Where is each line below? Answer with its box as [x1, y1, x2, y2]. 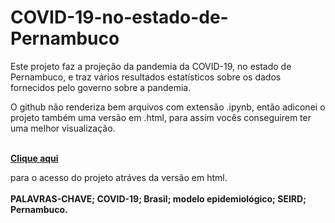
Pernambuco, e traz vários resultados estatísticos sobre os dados [10, 71, 282, 83]
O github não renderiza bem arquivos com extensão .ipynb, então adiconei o [10, 101, 326, 113]
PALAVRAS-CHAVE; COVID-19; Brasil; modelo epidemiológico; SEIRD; [10, 192, 307, 205]
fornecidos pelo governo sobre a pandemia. [10, 81, 192, 93]
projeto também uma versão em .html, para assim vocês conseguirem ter [10, 111, 312, 123]
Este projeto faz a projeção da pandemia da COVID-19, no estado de [10, 60, 292, 72]
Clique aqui [10, 152, 59, 164]
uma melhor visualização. [10, 122, 116, 134]
